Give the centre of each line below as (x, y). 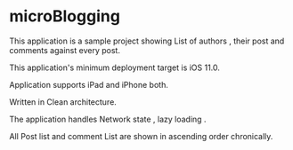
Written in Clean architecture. (63, 102)
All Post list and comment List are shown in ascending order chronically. (141, 136)
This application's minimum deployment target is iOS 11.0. (115, 67)
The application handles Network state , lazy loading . (108, 119)
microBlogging (65, 16)
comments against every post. (65, 50)
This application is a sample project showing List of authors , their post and (147, 41)
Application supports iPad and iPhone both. (89, 84)
